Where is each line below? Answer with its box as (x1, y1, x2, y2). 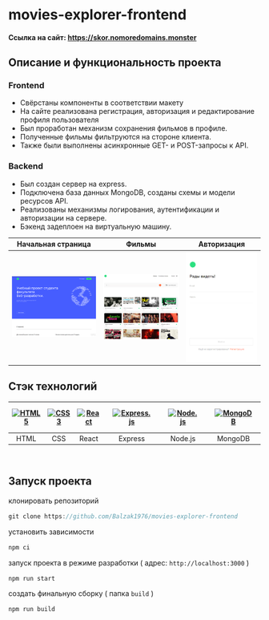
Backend (8, 160, 44, 172)
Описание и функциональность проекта (8, 56, 222, 70)
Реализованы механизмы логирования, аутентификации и (19, 205, 220, 214)
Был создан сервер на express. (19, 179, 127, 188)
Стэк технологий (8, 379, 98, 394)
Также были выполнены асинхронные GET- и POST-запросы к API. (19, 140, 249, 150)
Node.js (170, 433, 196, 443)
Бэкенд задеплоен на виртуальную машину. (19, 221, 172, 231)
